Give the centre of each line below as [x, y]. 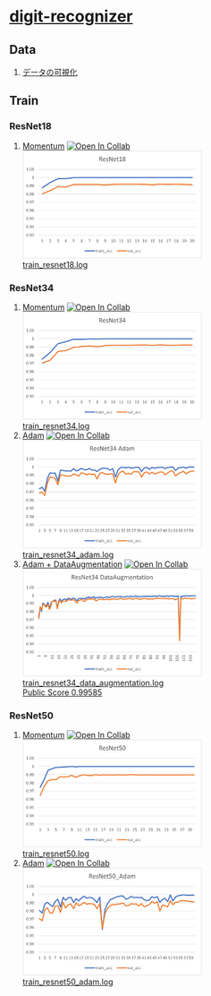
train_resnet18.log [55, 264]
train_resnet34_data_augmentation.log [93, 683]
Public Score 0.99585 [62, 692]
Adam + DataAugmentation [72, 564]
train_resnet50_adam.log [68, 982]
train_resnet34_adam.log [68, 554]
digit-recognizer [71, 17]
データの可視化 [50, 72]
